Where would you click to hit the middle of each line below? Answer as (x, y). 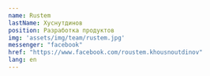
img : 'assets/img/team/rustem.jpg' (67, 38)
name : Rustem (30, 15)
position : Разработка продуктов (61, 30)
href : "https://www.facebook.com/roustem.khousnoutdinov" (105, 52)
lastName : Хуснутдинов (45, 23)
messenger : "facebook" (45, 45)
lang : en (22, 60)
